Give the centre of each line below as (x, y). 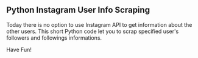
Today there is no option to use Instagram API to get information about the (99, 24)
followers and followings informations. (54, 38)
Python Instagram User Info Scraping (78, 10)
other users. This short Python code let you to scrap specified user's (93, 31)
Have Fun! (19, 49)
